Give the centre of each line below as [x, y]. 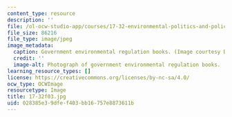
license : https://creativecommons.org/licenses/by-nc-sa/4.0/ [98, 77]
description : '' [30, 20]
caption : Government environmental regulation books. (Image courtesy [117, 52]
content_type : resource [41, 13]
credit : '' [29, 58]
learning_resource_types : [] [49, 71]
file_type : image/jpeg [40, 39]
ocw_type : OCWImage [35, 84]
